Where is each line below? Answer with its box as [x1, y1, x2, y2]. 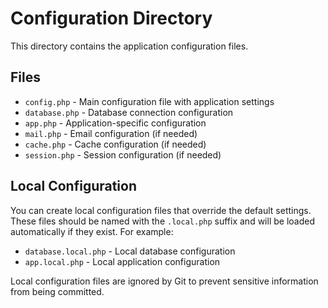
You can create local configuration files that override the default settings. [10, 204, 312, 216]
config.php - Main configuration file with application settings [24, 95, 275, 107]
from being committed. [10, 285, 105, 297]
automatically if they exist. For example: [10, 225, 174, 237]
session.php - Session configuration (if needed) [24, 148, 222, 161]
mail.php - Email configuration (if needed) [24, 127, 198, 139]
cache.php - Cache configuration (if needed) [24, 138, 207, 150]
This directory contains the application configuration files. [10, 40, 249, 52]
